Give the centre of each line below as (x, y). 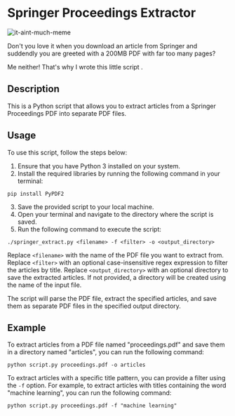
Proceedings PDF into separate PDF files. (67, 113)
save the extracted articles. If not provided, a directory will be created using (117, 277)
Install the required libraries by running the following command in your (119, 173)
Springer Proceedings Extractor (102, 13)
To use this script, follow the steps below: (67, 152)
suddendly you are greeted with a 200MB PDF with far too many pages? (112, 53)
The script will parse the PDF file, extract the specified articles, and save (112, 298)
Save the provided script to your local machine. (86, 207)
